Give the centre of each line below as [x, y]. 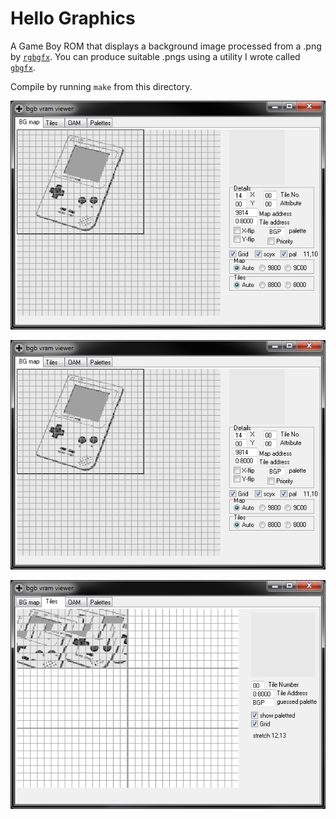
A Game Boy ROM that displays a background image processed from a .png [166, 46]
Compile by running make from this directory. [101, 86]
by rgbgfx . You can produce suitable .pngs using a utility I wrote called [155, 56]
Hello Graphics [73, 18]
